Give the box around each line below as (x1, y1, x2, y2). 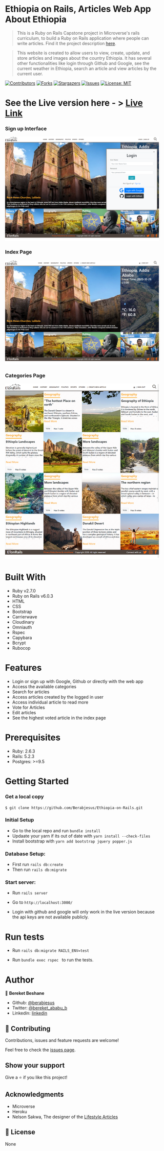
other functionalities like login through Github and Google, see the (17, 60, 150, 66)
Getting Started (5, 776, 69, 787)
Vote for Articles (12, 705, 45, 710)
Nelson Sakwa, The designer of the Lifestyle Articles (12, 1114, 118, 1120)
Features (5, 662, 42, 674)
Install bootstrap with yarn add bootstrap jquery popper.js (12, 838, 133, 844)
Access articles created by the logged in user (12, 694, 104, 700)
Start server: (5, 879, 36, 886)
